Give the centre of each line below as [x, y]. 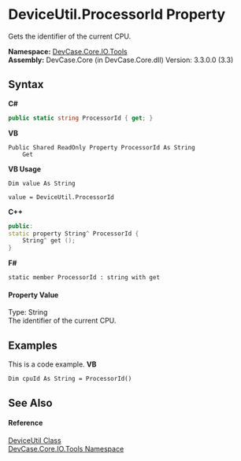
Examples [33, 345]
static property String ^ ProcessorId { [74, 234]
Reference [26, 423]
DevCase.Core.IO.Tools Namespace [66, 448]
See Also [30, 403]
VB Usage [25, 169]
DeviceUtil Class [35, 440]
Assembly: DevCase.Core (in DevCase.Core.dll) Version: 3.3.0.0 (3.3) [121, 60]
